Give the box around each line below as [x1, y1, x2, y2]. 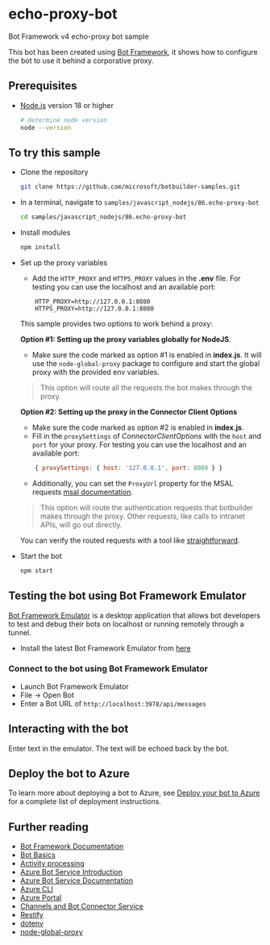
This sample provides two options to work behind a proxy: [19, 318, 214, 328]
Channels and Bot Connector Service [19, 901, 143, 911]
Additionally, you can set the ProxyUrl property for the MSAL [31, 478, 234, 488]
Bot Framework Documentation [19, 842, 124, 851]
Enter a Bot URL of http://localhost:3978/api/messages [19, 698, 207, 708]
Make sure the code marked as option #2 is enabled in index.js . [31, 423, 244, 432]
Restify [19, 910, 44, 920]
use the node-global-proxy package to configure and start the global [31, 358, 260, 368]
